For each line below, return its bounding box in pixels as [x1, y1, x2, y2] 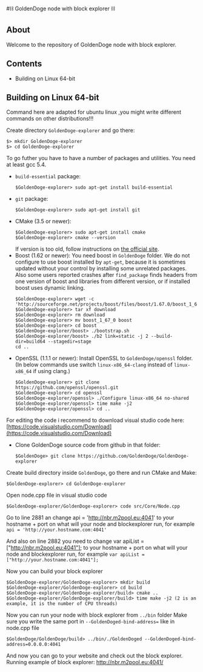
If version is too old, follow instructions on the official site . [15, 245, 159, 253]
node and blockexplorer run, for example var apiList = [6, 550, 145, 558]
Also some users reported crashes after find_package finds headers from [15, 271, 198, 279]
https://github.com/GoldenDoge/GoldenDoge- [78, 453, 189, 460]
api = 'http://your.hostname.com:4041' [6, 527, 107, 533]
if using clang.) [33, 368, 71, 375]
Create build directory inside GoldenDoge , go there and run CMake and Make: [6, 469, 197, 477]
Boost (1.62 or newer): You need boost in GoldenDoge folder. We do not [15, 252, 190, 259]
